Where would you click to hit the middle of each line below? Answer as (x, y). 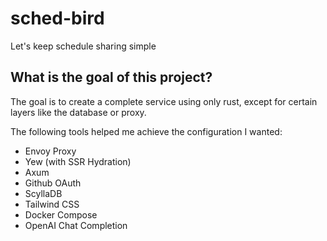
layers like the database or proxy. (78, 112)
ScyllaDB (43, 193)
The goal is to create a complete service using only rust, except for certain (164, 101)
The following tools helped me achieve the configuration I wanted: (146, 131)
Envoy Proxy (50, 151)
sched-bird (57, 18)
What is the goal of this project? (111, 77)
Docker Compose (61, 214)
